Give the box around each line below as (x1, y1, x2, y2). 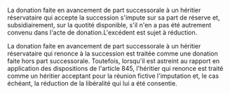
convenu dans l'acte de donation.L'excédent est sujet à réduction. (7, 28, 198, 36)
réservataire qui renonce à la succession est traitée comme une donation (7, 49, 219, 58)
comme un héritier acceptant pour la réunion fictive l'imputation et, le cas (7, 72, 219, 80)
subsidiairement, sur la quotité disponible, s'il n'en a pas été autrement (7, 21, 212, 29)
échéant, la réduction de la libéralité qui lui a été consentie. (7, 79, 177, 87)
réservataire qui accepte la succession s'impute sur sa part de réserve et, (7, 13, 220, 22)
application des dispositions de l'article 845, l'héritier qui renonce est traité (7, 65, 224, 72)
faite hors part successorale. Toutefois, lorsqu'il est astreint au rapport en (7, 57, 220, 65)
